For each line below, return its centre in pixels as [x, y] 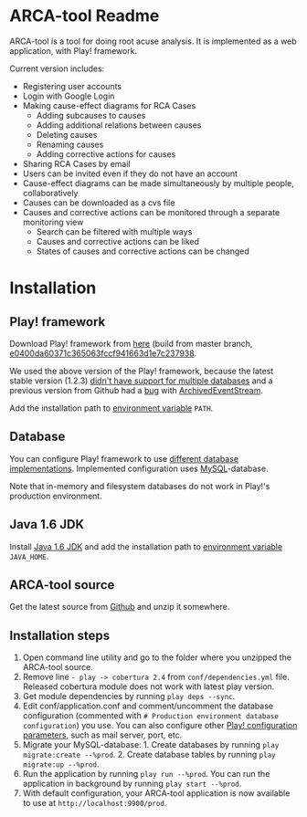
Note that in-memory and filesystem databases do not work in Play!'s [140, 486]
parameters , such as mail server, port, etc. [102, 735]
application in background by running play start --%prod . [132, 784]
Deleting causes [67, 134]
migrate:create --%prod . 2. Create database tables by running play [149, 755]
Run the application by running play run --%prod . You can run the [146, 774]
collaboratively [50, 193]
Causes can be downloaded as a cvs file [99, 203]
